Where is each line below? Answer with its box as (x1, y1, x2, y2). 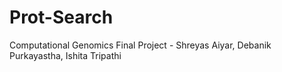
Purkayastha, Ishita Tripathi (9, 49, 122, 61)
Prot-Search (9, 6, 114, 29)
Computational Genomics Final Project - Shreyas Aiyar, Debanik (9, 39, 272, 51)
